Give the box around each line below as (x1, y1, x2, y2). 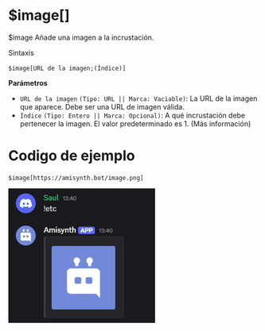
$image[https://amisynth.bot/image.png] (8, 174, 145, 182)
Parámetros (8, 78, 48, 87)
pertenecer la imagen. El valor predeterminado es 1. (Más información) (19, 118, 251, 129)
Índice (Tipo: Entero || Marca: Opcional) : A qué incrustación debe (19, 110, 246, 120)
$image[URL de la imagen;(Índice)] (8, 64, 127, 72)
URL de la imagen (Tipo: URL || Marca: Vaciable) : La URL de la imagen (19, 94, 258, 103)
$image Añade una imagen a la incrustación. (8, 33, 154, 42)
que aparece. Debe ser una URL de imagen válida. (19, 102, 185, 111)
